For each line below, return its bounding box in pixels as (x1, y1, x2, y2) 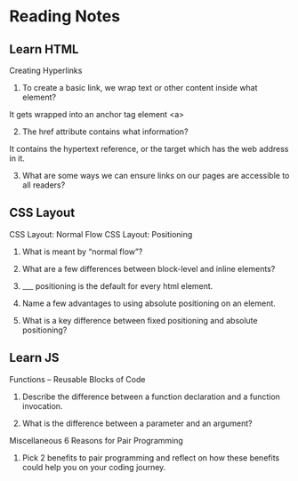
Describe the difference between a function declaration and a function (21, 391, 280, 402)
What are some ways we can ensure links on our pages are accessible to (21, 171, 290, 180)
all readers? (21, 180, 66, 190)
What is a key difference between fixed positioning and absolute (21, 315, 258, 325)
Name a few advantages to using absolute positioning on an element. (21, 298, 276, 309)
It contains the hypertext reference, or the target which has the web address (9, 144, 289, 154)
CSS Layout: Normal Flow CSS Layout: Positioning (9, 228, 193, 239)
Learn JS (9, 350, 60, 365)
